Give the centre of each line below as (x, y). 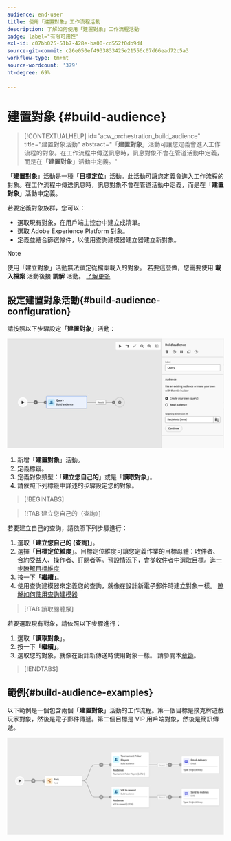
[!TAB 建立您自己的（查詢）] (62, 514)
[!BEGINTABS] (44, 499)
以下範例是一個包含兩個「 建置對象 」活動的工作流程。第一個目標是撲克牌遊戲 (115, 710)
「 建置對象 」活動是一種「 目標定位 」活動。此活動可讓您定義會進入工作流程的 (115, 176)
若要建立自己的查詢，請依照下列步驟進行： (67, 528)
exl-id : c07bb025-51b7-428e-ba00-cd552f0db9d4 (75, 44)
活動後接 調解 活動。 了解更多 (68, 276)
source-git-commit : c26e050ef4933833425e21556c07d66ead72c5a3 (98, 51)
